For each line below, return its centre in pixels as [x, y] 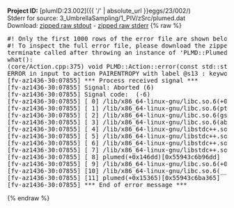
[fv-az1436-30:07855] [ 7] [53, 150]
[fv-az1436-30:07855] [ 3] [53, 122]
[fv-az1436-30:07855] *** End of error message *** [97, 185]
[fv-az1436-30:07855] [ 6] [53, 143]
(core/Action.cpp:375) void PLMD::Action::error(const [103, 66]
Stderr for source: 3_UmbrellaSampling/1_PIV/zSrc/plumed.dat [96, 18]
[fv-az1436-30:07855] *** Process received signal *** [103, 80]
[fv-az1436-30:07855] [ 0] [53, 101]
